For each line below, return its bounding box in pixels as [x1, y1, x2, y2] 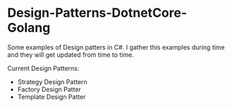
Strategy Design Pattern [17, 77, 88, 86]
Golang [7, 20, 51, 36]
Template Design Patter [17, 93, 86, 101]
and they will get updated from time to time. [7, 50, 134, 59]
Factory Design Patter [17, 85, 81, 93]
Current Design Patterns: [7, 64, 80, 72]
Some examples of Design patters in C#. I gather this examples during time [7, 43, 226, 51]
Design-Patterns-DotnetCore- [7, 5, 188, 21]
